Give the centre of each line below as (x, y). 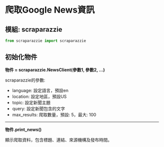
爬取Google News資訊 (50, 10)
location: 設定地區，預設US (39, 96)
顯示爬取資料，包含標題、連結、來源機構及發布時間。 (59, 140)
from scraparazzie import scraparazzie (46, 41)
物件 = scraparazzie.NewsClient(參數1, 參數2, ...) (55, 70)
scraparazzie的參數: (25, 80)
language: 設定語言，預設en (40, 90)
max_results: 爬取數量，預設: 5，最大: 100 (54, 114)
